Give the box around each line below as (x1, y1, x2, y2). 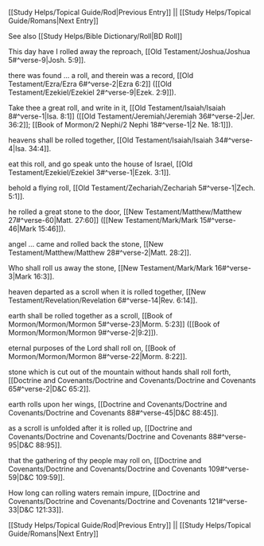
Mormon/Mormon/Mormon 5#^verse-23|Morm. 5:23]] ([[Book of (8, 319, 220, 329)
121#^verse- (208, 497, 248, 505)
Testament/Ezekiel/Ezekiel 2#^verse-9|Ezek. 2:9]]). (8, 88, 177, 97)
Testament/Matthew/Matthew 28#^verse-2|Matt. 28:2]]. (8, 248, 192, 257)
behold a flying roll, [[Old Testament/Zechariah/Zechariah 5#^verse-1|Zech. (8, 183, 256, 193)
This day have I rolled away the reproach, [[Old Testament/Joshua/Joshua (8, 47, 250, 56)
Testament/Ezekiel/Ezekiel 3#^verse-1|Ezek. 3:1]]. (8, 168, 171, 177)
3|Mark (8, 271, 32, 281)
